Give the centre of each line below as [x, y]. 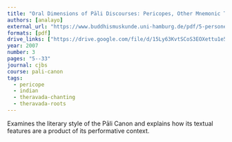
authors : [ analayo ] [35, 20]
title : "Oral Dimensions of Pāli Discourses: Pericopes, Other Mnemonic [114, 14]
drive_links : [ [29, 39]
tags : [15, 78]
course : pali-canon [35, 71]
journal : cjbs [28, 65]
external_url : [28, 26]
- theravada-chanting [45, 98]
